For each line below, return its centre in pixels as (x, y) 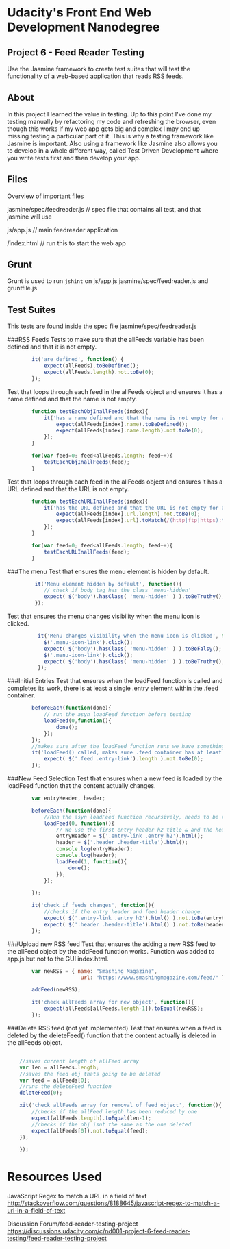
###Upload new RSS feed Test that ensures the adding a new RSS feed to (111, 944)
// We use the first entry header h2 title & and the (134, 830)
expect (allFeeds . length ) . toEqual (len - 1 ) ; (92, 1118)
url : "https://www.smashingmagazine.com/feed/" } (153, 978)
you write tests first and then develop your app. (74, 158)
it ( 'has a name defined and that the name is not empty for (131, 418)
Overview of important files (46, 196)
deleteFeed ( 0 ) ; (41, 1093)
